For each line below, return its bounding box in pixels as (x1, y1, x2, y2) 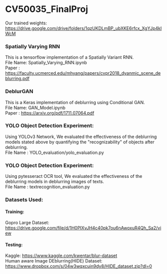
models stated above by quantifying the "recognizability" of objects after (5, 138, 155, 145)
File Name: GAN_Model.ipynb (5, 105, 66, 111)
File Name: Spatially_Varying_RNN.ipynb (5, 60, 87, 66)
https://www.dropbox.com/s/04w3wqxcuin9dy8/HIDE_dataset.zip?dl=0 (5, 263, 152, 270)
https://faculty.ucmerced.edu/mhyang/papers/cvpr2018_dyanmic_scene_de (5, 70, 161, 76)
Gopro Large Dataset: (5, 220, 49, 226)
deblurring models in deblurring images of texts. (5, 178, 105, 185)
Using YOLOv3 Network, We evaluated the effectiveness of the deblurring (5, 134, 157, 139)
